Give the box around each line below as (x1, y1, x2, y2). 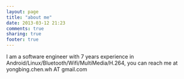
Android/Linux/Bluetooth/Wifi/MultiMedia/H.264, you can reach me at (6, 59, 178, 66)
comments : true (6, 25, 44, 32)
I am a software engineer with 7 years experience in (6, 53, 134, 60)
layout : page (6, 8, 39, 15)
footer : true (6, 37, 39, 42)
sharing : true (6, 31, 42, 37)
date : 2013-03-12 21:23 (6, 20, 66, 26)
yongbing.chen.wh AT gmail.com (6, 66, 88, 72)
